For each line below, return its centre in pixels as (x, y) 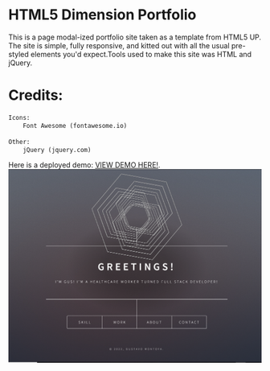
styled (19, 54)
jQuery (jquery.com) (57, 150)
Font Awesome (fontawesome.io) (75, 126)
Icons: (19, 117)
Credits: (36, 95)
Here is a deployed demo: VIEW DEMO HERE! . (84, 165)
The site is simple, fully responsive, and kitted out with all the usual (119, 45)
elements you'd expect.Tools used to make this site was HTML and (141, 54)
